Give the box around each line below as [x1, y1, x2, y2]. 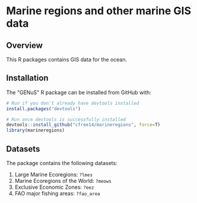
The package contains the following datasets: [6, 160, 117, 166]
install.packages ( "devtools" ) [6, 105, 81, 112]
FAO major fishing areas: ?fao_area [14, 190, 101, 196]
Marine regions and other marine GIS [6, 4, 192, 18]
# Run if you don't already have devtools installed [6, 100, 139, 106]
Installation [6, 73, 49, 83]
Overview [6, 40, 43, 50]
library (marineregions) [6, 127, 65, 134]
